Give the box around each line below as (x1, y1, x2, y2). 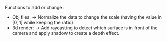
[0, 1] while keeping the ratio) (12, 20, 73, 25)
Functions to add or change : (5, 5, 65, 10)
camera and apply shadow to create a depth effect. (12, 30, 120, 36)
